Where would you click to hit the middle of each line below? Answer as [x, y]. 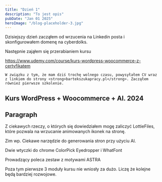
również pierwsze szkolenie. [34, 83]
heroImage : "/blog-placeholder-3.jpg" [44, 23]
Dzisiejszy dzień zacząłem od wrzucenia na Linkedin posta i [65, 37]
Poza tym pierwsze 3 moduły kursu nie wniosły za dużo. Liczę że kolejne [78, 169]
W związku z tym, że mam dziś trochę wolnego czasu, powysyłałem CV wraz [81, 75]
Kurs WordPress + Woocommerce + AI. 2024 [74, 98]
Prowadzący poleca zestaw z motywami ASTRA [53, 160]
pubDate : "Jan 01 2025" [29, 18]
